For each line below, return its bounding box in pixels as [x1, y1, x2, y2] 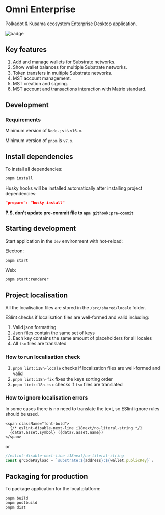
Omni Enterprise [5, 4, 76, 15]
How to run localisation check [5, 354, 80, 361]
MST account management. [12, 75, 71, 81]
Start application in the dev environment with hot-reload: [5, 238, 123, 244]
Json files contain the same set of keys [12, 330, 95, 336]
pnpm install [5, 176, 33, 181]
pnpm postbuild [5, 500, 38, 505]
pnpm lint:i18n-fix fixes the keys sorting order [12, 376, 113, 382]
